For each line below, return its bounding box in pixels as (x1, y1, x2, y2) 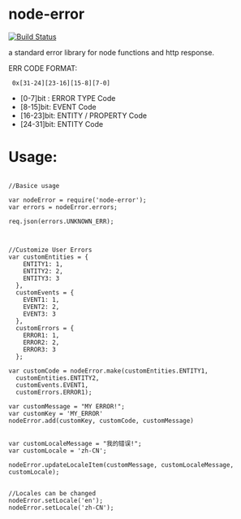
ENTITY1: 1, (23, 259, 63, 268)
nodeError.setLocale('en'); (8, 496, 104, 504)
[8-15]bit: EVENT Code (19, 102, 97, 111)
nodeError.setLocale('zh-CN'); (8, 504, 114, 512)
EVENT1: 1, (23, 295, 60, 303)
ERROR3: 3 (23, 345, 57, 354)
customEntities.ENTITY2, (15, 373, 100, 382)
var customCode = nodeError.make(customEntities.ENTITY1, (8, 367, 209, 375)
